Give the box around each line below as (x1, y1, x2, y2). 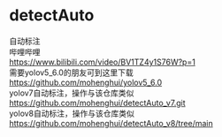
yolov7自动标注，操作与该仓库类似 (9, 88, 134, 98)
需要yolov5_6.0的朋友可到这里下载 (9, 67, 134, 78)
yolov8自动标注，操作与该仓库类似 (9, 108, 135, 118)
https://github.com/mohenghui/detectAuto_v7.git (9, 97, 186, 108)
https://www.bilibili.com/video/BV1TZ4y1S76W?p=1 (9, 57, 196, 67)
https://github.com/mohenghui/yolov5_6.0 (9, 77, 163, 88)
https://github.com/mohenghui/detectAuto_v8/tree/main (9, 118, 214, 128)
